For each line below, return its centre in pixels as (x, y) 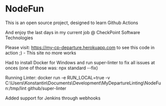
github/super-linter (47, 88)
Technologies (19, 38)
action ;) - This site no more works (41, 53)
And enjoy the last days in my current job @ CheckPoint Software (73, 32)
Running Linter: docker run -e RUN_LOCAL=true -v (58, 77)
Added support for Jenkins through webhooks (53, 98)
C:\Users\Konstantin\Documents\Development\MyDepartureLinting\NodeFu (83, 83)
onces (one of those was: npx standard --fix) (52, 68)
